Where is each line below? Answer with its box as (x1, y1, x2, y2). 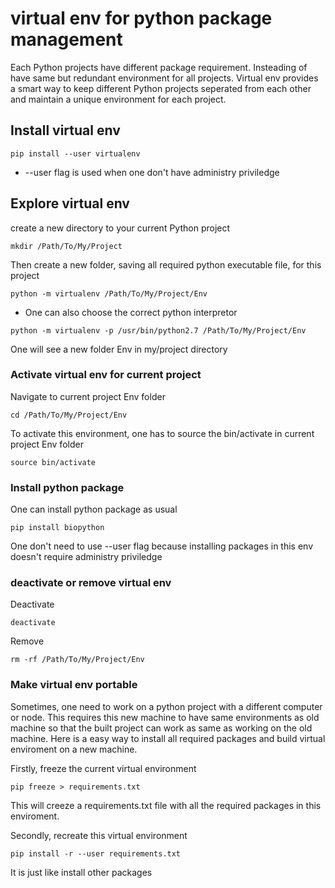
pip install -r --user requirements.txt (10, 848, 182, 859)
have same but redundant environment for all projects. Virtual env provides (10, 72, 319, 84)
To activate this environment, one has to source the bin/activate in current (10, 427, 315, 439)
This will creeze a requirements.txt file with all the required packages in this (10, 799, 322, 811)
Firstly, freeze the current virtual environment (10, 762, 197, 774)
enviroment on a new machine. (10, 743, 138, 755)
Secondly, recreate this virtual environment (10, 829, 188, 841)
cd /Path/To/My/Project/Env (10, 410, 128, 420)
